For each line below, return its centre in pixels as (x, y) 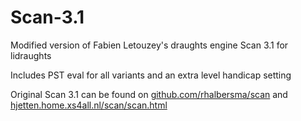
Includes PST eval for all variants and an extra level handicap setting (151, 75)
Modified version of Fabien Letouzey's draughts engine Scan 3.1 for (149, 45)
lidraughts (31, 55)
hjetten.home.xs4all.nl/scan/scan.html (89, 105)
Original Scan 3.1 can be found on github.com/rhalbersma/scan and (149, 94)
